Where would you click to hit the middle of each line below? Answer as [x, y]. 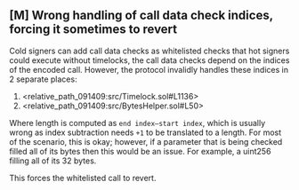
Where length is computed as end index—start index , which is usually [137, 123]
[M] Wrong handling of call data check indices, [141, 16]
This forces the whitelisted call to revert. [83, 178]
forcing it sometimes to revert [93, 30]
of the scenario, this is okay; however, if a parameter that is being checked [146, 141]
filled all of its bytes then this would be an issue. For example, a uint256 [140, 151]
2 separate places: [43, 79]
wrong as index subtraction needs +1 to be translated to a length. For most [145, 132]
